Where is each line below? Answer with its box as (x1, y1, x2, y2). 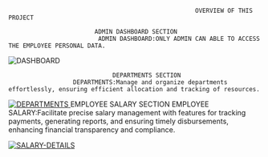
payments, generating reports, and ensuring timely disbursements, (8, 116, 229, 126)
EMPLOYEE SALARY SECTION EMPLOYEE (70, 99, 209, 109)
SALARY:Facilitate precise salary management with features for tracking (8, 108, 246, 117)
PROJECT (8, 14, 35, 22)
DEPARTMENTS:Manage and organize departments (72, 78, 228, 87)
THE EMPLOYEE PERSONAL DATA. (8, 42, 106, 50)
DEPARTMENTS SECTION (112, 71, 181, 79)
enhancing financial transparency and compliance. (8, 125, 176, 135)
